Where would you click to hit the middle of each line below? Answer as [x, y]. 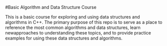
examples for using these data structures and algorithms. [64, 38]
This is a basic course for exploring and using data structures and [73, 17]
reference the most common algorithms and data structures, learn [73, 27]
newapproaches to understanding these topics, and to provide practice [78, 33]
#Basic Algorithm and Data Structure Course [51, 7]
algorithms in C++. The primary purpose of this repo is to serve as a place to [84, 22]
